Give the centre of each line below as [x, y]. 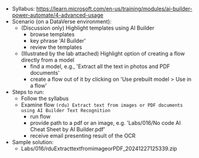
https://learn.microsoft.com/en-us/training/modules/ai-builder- [114, 9]
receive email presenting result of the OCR [83, 136]
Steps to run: [28, 92]
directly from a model [47, 60]
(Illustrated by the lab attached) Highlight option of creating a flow [103, 53]
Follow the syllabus [45, 98]
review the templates [56, 47]
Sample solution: [33, 142]
